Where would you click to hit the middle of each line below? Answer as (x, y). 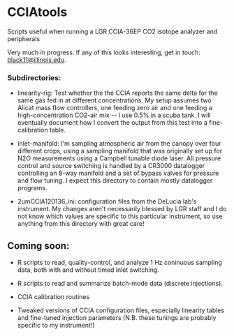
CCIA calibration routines (53, 297)
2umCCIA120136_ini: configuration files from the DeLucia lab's (107, 201)
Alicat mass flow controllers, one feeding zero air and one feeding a (115, 108)
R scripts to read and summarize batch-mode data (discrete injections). (120, 284)
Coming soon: (38, 246)
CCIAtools (37, 12)
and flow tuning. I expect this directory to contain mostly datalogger (115, 181)
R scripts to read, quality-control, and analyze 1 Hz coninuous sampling (119, 263)
